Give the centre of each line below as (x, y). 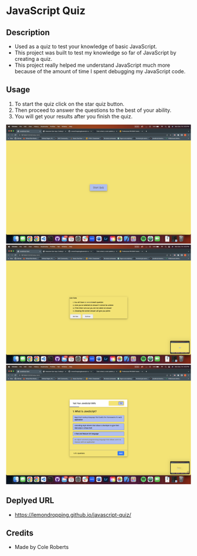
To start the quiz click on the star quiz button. (69, 104)
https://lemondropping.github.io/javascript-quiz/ (73, 514)
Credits (20, 533)
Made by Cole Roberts (42, 547)
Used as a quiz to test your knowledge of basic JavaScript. (86, 46)
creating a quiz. (33, 59)
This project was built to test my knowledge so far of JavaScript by (96, 53)
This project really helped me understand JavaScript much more (92, 65)
